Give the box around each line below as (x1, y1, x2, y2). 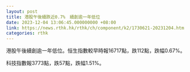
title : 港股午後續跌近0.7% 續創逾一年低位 (6, 14, 101, 20)
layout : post (6, 8, 38, 15)
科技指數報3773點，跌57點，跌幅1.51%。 (6, 60, 105, 67)
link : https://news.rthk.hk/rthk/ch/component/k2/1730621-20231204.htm (6, 25, 184, 31)
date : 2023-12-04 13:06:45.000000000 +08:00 (6, 19, 116, 25)
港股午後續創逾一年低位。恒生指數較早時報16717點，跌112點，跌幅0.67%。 (6, 47, 186, 54)
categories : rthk (6, 30, 49, 36)
